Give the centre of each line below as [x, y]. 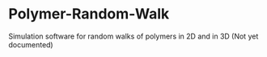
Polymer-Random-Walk [89, 14]
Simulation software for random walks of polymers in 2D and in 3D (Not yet [133, 36]
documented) [31, 44]
